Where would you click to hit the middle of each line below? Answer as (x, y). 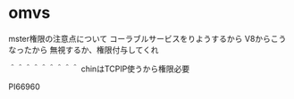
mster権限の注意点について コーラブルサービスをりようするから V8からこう (147, 38)
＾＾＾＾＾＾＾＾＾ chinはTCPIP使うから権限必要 (99, 69)
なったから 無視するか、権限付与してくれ (84, 49)
